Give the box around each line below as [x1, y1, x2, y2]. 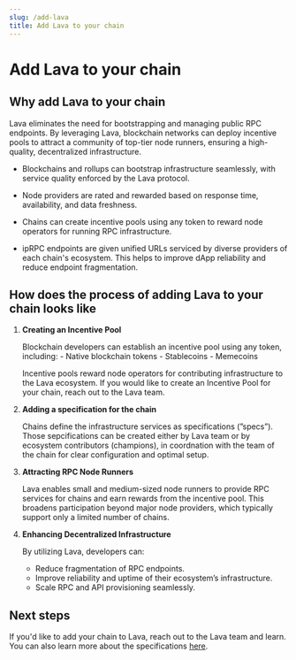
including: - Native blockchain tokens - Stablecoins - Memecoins [21, 351, 259, 362]
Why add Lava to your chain [9, 95, 166, 110]
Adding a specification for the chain [21, 404, 157, 415]
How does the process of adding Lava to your [9, 287, 263, 302]
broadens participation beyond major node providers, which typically [21, 503, 274, 513]
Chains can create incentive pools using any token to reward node [21, 216, 263, 226]
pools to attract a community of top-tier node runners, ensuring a [9, 136, 247, 147]
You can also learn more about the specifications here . [9, 641, 209, 651]
